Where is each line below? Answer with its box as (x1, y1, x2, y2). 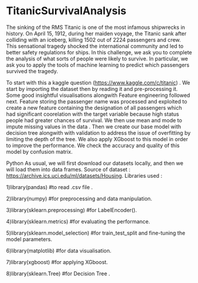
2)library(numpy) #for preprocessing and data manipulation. (6, 195, 152, 202)
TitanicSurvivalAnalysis (6, 4, 127, 18)
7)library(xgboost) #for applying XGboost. (6, 258, 108, 265)
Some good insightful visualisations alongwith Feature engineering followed (6, 92, 190, 99)
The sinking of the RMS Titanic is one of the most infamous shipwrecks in (6, 24, 185, 31)
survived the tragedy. (6, 67, 59, 74)
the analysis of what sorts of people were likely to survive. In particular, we (6, 55, 189, 62)
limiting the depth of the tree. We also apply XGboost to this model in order (6, 135, 188, 142)
